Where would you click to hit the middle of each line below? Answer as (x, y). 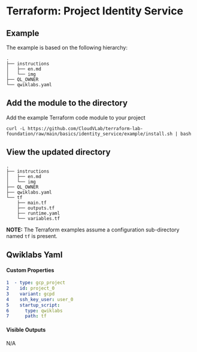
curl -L (16, 128)
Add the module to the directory (67, 103)
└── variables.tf (39, 218)
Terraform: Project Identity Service (95, 11)
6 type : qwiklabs (34, 311)
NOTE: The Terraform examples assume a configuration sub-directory (93, 230)
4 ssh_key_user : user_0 (40, 299)
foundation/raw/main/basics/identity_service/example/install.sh (89, 134)
